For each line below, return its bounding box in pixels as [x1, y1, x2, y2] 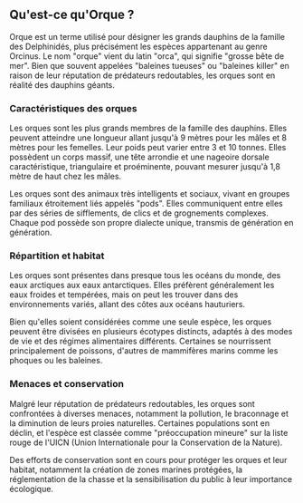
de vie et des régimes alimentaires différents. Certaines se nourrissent [9, 335, 271, 347]
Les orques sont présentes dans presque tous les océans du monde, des [9, 270, 281, 281]
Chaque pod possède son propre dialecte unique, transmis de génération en [9, 218, 294, 228]
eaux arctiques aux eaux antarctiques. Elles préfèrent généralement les [9, 280, 275, 291]
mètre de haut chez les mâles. [9, 171, 122, 182]
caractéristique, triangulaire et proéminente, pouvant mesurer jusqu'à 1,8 [9, 161, 280, 172]
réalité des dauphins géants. [9, 79, 116, 90]
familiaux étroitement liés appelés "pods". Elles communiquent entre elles [9, 198, 283, 209]
